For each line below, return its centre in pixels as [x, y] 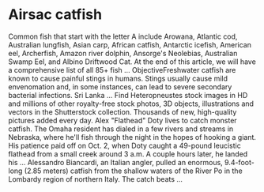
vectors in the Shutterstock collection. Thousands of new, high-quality [123, 111]
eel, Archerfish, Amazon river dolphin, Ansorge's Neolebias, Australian [123, 53]
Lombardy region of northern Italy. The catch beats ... [96, 179]
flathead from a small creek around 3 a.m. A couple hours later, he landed [128, 154]
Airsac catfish [55, 15]
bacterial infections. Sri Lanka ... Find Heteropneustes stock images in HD [128, 95]
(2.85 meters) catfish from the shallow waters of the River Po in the [133, 171]
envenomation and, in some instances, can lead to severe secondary [120, 87]
